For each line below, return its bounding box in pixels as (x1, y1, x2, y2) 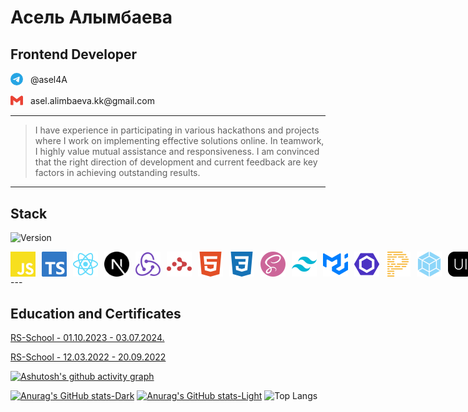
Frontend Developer (10, 46, 138, 63)
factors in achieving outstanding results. (34, 167, 201, 179)
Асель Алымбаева (10, 6, 173, 29)
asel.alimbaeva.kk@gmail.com (29, 94, 155, 106)
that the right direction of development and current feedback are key (34, 156, 318, 168)
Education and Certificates (10, 305, 182, 322)
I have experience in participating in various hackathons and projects (34, 124, 320, 136)
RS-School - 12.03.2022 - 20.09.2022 (10, 351, 167, 363)
